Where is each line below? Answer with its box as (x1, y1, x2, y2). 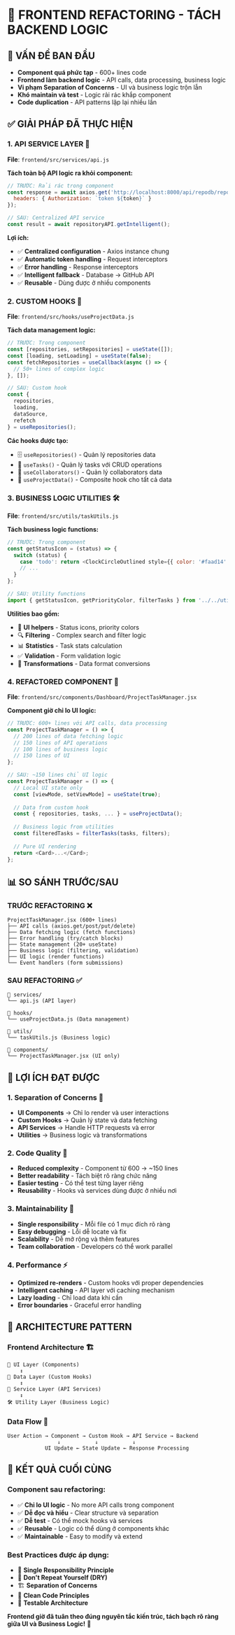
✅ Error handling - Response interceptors (17, 262, 138, 271)
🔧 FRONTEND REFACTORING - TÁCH (7, 7, 222, 23)
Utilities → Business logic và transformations (17, 1131, 148, 1140)
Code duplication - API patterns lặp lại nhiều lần (17, 98, 157, 106)
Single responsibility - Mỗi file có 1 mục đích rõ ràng (17, 1219, 171, 1228)
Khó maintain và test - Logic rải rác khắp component (17, 91, 171, 99)
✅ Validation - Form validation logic (17, 651, 121, 660)
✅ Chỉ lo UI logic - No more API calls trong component (17, 1501, 175, 1509)
